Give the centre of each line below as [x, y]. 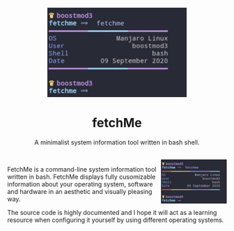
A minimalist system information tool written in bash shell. [117, 142]
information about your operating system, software [80, 184]
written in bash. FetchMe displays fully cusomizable [81, 177]
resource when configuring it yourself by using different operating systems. [116, 220]
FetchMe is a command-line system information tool [82, 169]
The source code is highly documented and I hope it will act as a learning [112, 212]
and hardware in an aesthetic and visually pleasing [80, 191]
